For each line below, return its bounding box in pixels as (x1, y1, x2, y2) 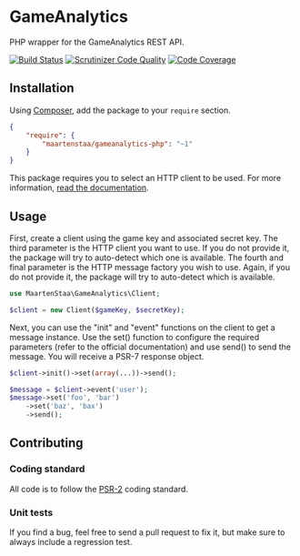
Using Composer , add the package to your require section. (9, 105, 232, 116)
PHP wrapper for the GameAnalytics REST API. (9, 36, 185, 47)
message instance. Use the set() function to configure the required (9, 331, 260, 342)
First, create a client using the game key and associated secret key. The (9, 232, 279, 243)
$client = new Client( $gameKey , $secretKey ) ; (9, 305, 185, 315)
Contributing (9, 435, 84, 451)
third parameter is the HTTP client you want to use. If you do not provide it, (9, 242, 290, 253)
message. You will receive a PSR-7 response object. (9, 350, 205, 361)
